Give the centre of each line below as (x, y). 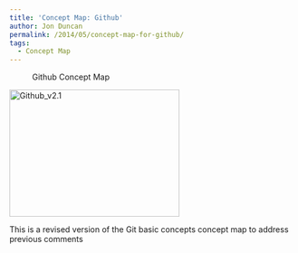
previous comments (46, 239)
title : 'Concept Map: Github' (67, 18)
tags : (19, 43)
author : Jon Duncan (46, 26)
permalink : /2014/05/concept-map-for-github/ (96, 34)
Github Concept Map (71, 77)
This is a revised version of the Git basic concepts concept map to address (149, 230)
